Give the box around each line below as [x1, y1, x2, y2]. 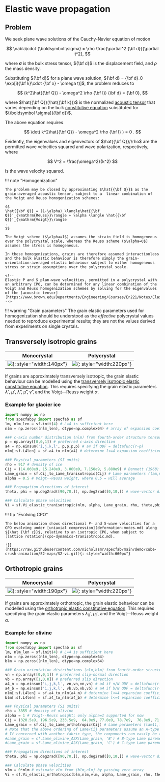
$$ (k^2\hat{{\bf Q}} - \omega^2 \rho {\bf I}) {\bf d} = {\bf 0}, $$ [17, 90, 148, 95]
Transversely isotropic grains [5, 338, 97, 346]
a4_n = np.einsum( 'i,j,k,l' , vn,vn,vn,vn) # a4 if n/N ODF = [5, 681, 133, 686]
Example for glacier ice [5, 401, 61, 408]
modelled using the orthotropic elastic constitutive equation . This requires [5, 605, 155, 611]
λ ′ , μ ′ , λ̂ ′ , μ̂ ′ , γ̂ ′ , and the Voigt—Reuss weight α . [5, 389, 99, 395]
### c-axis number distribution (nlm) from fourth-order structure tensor [5, 435, 162, 440]
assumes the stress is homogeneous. [5, 243, 80, 248]
